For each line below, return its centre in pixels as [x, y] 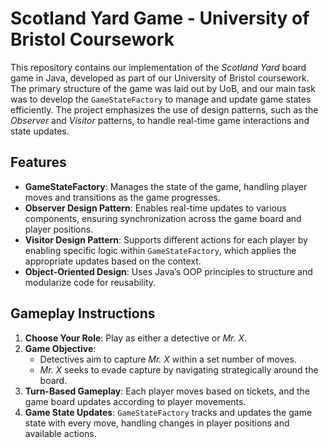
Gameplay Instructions [83, 313]
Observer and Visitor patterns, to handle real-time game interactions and [160, 120]
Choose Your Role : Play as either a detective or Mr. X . [136, 338]
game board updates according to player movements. [135, 401]
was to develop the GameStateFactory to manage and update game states [161, 99]
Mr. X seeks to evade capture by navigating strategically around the [179, 369]
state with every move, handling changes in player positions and [157, 423]
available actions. [60, 433]
